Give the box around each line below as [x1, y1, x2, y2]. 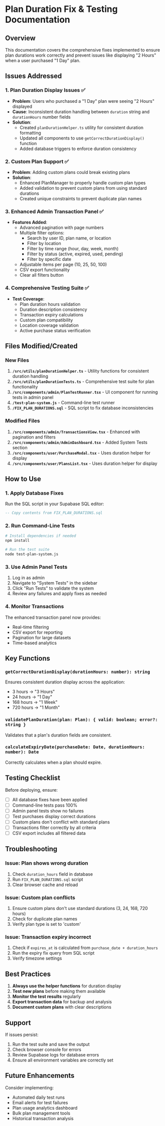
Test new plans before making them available [12, 988, 106, 994]
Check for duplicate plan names [12, 916, 78, 922]
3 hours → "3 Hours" [12, 689, 55, 695]
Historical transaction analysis [12, 1115, 74, 1121]
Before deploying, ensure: [5, 787, 58, 793]
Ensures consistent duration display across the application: [5, 679, 125, 685]
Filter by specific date [27, 256, 72, 262]
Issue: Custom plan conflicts [5, 894, 76, 901]
